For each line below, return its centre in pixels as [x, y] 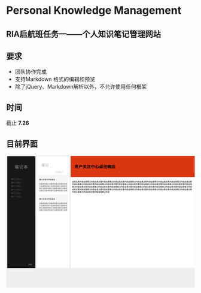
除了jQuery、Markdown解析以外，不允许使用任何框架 [81, 87]
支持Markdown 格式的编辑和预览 [55, 79]
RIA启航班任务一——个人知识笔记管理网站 [84, 34]
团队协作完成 [31, 72]
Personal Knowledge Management [94, 10]
